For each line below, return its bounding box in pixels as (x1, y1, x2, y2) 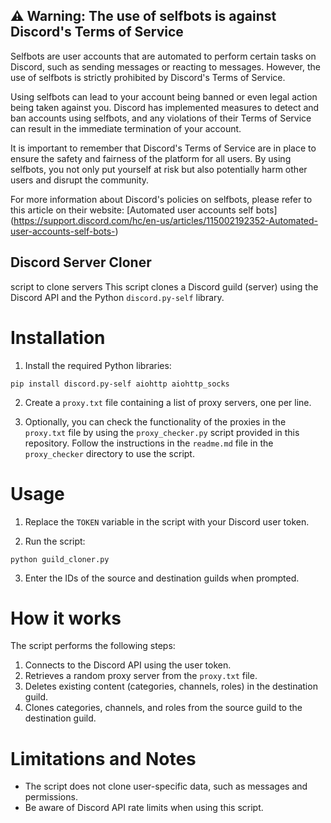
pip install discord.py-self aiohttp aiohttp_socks (10, 379, 230, 389)
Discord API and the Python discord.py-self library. (10, 291, 225, 303)
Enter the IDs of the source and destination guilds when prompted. (24, 572, 300, 584)
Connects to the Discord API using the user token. (24, 659, 232, 671)
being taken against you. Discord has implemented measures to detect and (10, 101, 320, 113)
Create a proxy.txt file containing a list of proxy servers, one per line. (24, 396, 312, 408)
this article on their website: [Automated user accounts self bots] (10, 204, 278, 216)
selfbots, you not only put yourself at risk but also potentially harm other (10, 163, 308, 175)
